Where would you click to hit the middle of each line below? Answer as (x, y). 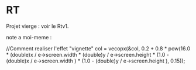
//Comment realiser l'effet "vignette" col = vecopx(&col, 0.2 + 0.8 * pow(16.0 (98, 48)
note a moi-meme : (29, 37)
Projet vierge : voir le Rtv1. (37, 26)
